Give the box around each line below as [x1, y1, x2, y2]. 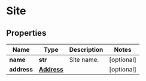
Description [69, 46, 104, 54]
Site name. [69, 55, 99, 64]
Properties [6, 28, 47, 38]
